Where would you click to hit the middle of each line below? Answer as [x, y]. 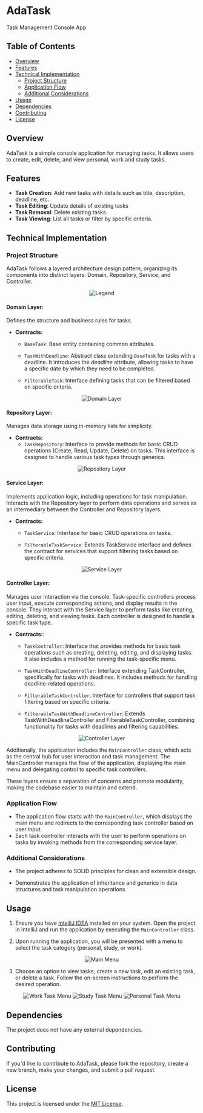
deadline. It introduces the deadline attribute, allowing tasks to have [109, 362]
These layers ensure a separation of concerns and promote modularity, [95, 781]
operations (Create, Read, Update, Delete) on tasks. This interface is [109, 451]
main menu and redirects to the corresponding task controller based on [104, 823]
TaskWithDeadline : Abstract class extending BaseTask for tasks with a [110, 356]
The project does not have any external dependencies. [75, 1030]
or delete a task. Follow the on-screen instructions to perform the [97, 978]
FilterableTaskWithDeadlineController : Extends [85, 713]
